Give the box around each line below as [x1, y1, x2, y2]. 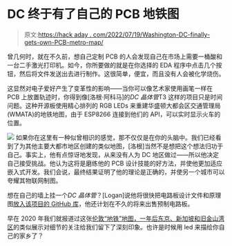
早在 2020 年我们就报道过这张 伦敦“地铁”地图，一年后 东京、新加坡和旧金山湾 [7, 214, 224, 223]
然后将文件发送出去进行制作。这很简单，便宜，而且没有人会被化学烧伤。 [19, 70, 225, 78]
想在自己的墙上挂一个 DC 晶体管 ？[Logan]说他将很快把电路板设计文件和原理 [7, 191, 222, 199]
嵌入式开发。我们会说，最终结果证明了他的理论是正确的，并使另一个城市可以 [7, 167, 225, 176]
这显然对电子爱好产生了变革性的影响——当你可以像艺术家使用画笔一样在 [7, 84, 213, 92]
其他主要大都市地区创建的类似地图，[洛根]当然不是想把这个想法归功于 [25, 142, 224, 150]
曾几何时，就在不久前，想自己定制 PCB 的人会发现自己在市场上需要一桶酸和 [7, 52, 223, 61]
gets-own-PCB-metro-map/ [23, 38, 104, 46]
